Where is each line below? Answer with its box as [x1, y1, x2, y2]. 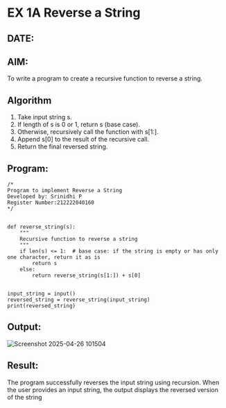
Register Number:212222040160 [7, 199, 95, 206]
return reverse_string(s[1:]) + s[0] [32, 272, 141, 279]
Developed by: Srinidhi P [7, 193, 82, 201]
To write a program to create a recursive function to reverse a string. [7, 74, 203, 83]
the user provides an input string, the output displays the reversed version [7, 385, 218, 393]
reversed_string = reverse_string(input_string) [7, 296, 150, 303]
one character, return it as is [7, 254, 101, 261]
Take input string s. [17, 113, 73, 121]
